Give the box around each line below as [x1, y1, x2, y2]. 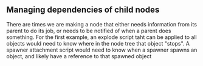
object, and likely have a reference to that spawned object [6, 52, 152, 59]
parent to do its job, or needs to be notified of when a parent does [6, 27, 171, 34]
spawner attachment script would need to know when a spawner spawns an [6, 46, 198, 53]
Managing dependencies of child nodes [6, 5, 160, 15]
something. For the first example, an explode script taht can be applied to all [6, 33, 197, 41]
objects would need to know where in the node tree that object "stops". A [6, 40, 190, 47]
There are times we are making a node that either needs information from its [6, 20, 198, 28]
